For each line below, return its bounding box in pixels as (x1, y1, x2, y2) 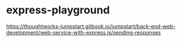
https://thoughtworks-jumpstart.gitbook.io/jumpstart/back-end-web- (6, 23, 176, 30)
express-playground (6, 3, 110, 17)
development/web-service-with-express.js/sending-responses (6, 29, 161, 36)
